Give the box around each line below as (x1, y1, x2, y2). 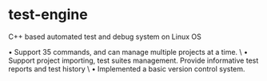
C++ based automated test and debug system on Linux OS (8, 32, 201, 41)
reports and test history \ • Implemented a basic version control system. (8, 64, 245, 73)
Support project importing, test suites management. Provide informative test (8, 56, 259, 65)
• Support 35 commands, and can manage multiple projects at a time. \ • (8, 47, 249, 56)
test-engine (8, 6, 88, 24)
